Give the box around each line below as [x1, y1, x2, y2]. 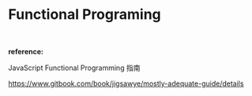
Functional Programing [8, 6, 162, 24]
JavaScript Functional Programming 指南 [8, 63, 141, 72]
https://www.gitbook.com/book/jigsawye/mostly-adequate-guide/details [8, 79, 244, 88]
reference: [8, 46, 43, 56]
